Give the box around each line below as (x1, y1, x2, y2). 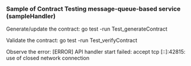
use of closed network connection (6, 55, 90, 62)
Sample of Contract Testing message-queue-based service (6, 5, 181, 13)
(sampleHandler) (6, 12, 56, 20)
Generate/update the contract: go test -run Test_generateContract (6, 25, 167, 32)
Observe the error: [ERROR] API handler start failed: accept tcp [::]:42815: (6, 48, 186, 55)
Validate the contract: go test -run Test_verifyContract (6, 37, 138, 44)
